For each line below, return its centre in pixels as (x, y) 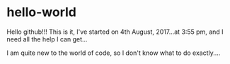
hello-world (42, 12)
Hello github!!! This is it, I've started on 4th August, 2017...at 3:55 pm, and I (115, 32)
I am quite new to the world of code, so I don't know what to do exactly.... (114, 53)
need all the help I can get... (47, 39)
